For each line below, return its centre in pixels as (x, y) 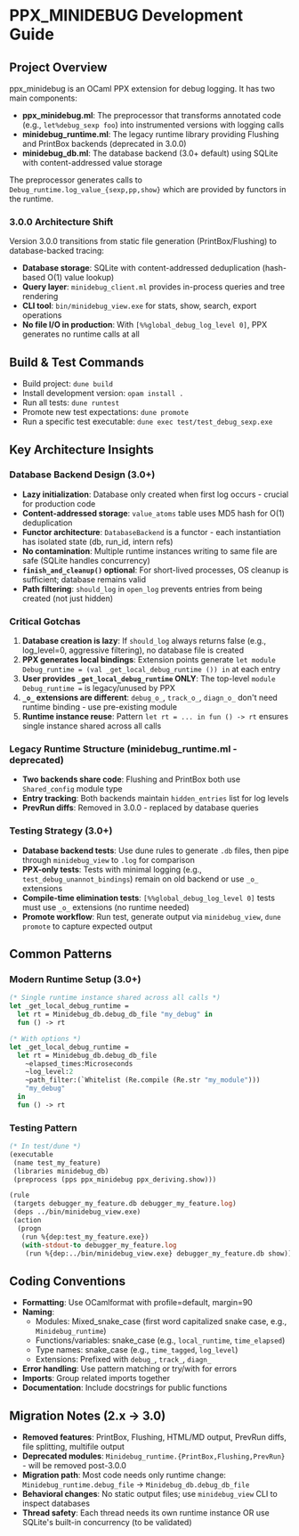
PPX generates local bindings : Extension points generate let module (149, 660)
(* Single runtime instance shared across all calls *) (115, 998)
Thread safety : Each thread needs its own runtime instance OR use (145, 1513)
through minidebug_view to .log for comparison (109, 859)
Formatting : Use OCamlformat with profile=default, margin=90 (137, 1303)
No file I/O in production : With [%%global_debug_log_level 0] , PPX (145, 325)
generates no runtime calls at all (81, 334)
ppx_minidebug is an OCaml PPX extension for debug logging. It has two (142, 89)
